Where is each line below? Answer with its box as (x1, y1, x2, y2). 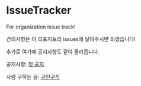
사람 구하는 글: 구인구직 (6, 73, 60, 80)
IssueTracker (6, 4, 72, 17)
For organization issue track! (6, 23, 76, 30)
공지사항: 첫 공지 (6, 60, 44, 68)
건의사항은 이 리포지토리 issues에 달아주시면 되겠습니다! (6, 35, 136, 42)
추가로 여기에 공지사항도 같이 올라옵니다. (6, 48, 100, 55)
